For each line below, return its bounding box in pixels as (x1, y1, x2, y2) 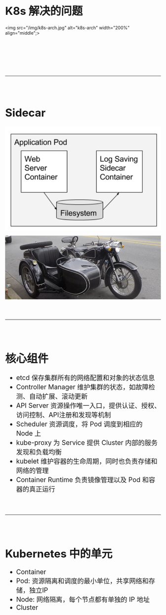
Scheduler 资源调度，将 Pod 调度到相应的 (16, 420, 143, 428)
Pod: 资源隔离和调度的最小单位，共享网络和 (16, 576, 149, 585)
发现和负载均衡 (16, 448, 62, 456)
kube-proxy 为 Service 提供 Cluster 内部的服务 (16, 438, 158, 447)
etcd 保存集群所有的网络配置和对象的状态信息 (16, 374, 155, 382)
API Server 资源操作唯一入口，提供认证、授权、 (16, 401, 161, 410)
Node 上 (16, 429, 41, 438)
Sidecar (5, 106, 46, 120)
